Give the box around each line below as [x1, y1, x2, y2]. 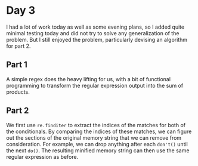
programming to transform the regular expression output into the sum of [6, 82, 184, 89]
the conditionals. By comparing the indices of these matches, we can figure [6, 128, 192, 135]
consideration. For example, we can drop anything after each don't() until [6, 140, 188, 147]
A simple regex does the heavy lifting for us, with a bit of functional [6, 75, 171, 82]
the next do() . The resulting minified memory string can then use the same [6, 147, 190, 154]
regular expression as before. [6, 153, 79, 160]
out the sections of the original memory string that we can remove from [6, 134, 182, 141]
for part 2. [6, 42, 31, 50]
